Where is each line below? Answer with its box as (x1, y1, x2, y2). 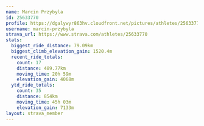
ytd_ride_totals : (11, 82, 55, 88)
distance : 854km (16, 93, 58, 99)
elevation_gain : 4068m (16, 76, 74, 82)
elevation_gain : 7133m (16, 104, 74, 111)
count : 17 (16, 59, 42, 65)
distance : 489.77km (16, 65, 66, 71)
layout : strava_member (5, 110, 63, 116)
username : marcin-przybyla (5, 25, 74, 32)
